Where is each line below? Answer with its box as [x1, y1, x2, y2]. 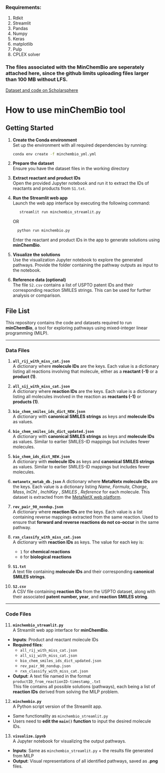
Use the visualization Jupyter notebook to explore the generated [12, 257, 143, 263]
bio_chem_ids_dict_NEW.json [12, 454, 70, 460]
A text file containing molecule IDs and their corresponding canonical [12, 568, 154, 575]
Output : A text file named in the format [12, 673, 91, 679]
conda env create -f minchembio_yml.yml [12, 152, 96, 156]
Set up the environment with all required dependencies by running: [12, 142, 148, 148]
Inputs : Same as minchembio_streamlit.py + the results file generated [12, 747, 153, 753]
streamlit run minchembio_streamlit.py [19, 210, 101, 215]
